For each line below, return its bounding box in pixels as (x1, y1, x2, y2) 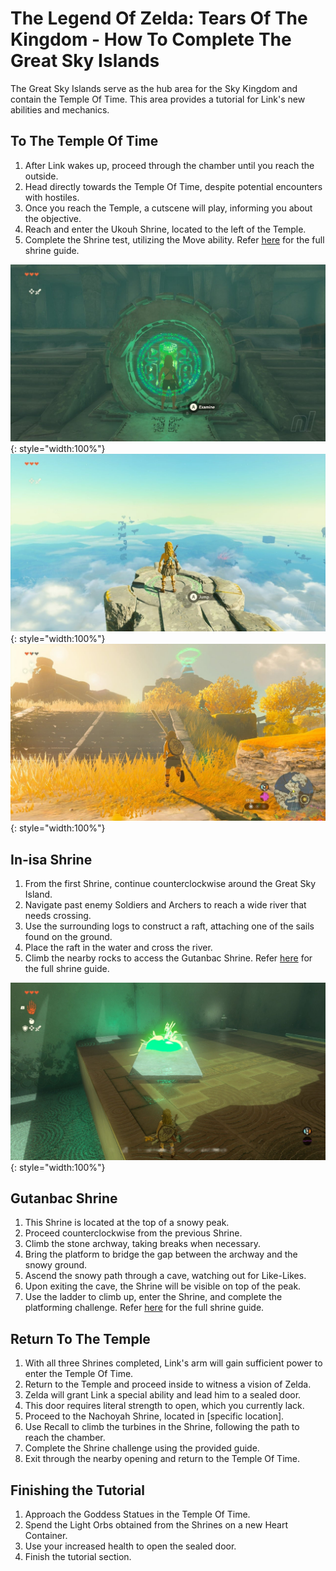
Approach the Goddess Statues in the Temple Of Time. (24, 1508, 251, 1520)
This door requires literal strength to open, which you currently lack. (24, 1400, 305, 1412)
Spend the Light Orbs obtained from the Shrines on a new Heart (24, 1519, 289, 1531)
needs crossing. (24, 910, 92, 922)
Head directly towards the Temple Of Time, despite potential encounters (24, 180, 323, 192)
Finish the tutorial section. (24, 1551, 132, 1562)
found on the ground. (24, 931, 113, 943)
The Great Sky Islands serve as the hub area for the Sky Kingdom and (10, 82, 298, 94)
